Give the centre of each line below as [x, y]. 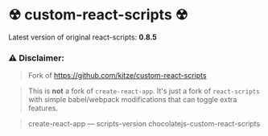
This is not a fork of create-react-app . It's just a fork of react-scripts [144, 91]
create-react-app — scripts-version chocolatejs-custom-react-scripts [144, 124]
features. [43, 108]
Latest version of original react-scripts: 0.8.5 [82, 37]
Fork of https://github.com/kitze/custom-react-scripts [117, 76]
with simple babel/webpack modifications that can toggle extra [132, 100]
